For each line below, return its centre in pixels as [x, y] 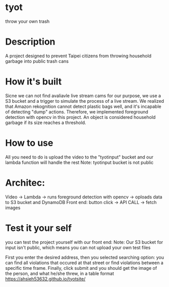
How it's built [34, 82]
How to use [29, 143]
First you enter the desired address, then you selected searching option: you [84, 257]
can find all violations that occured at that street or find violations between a [84, 263]
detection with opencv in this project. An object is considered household [80, 117]
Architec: [25, 182]
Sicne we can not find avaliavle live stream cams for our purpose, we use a [83, 96]
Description [30, 42]
